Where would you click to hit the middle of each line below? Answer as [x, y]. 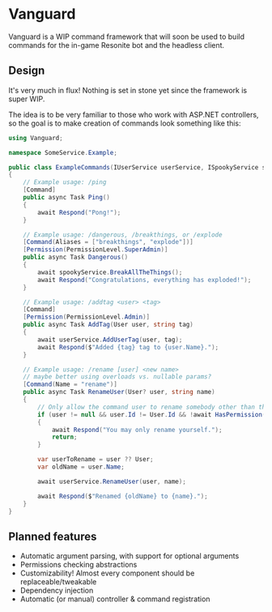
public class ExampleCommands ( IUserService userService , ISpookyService [134, 167]
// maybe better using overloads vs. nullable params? [117, 377]
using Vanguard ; [36, 138]
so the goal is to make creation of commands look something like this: [125, 123]
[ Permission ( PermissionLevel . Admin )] [87, 317]
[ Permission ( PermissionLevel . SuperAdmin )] [96, 250]
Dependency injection [57, 591]
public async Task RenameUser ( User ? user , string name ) [119, 392]
